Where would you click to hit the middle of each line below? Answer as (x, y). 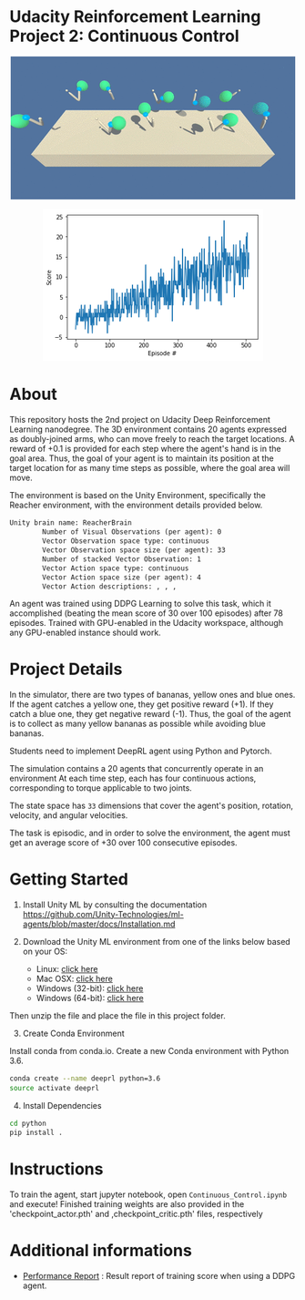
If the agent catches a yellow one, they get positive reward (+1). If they (142, 704)
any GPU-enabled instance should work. (85, 632)
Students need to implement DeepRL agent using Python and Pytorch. (141, 751)
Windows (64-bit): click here (90, 998)
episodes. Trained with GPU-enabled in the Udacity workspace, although (147, 622)
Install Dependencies (62, 1105)
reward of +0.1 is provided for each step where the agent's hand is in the (145, 448)
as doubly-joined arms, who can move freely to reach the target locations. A (152, 438)
